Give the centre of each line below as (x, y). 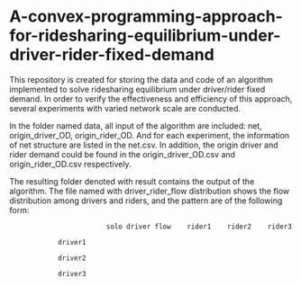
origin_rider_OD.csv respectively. (71, 164)
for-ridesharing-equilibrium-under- (145, 36)
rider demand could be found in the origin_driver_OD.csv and (123, 154)
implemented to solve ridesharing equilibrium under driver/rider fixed (137, 89)
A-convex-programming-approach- (146, 17)
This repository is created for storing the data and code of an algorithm (141, 79)
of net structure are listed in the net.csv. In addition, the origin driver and (144, 145)
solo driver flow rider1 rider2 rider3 (199, 227)
